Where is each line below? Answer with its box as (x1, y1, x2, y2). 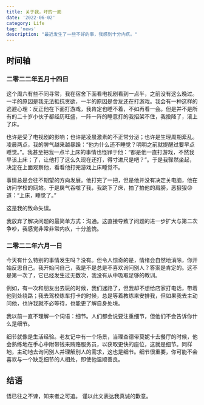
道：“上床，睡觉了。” (6, 192, 56, 199)
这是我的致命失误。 (6, 204, 55, 212)
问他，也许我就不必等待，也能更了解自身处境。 (6, 300, 123, 307)
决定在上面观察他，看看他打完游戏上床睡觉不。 (6, 163, 123, 170)
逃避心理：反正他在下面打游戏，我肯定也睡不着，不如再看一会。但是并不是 (6, 105, 192, 112)
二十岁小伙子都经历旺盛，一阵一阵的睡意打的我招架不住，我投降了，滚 (16, 113, 192, 120)
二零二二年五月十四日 (6, 75, 69, 84)
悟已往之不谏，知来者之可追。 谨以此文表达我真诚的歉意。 (6, 392, 152, 400)
